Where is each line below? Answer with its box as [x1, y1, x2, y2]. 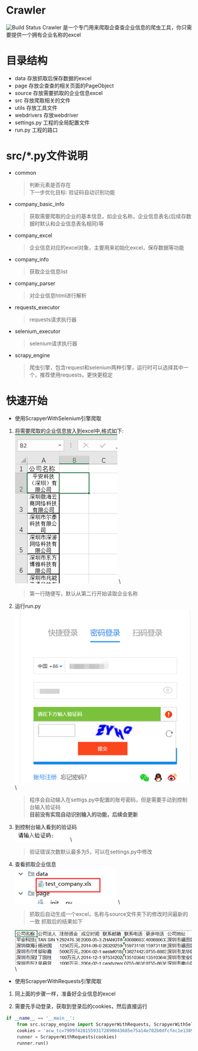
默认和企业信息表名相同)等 [39, 220, 104, 227]
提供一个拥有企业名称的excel [11, 31, 81, 38]
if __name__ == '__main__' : [6, 1016, 75, 1021]
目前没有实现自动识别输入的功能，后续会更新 [29, 811, 138, 818]
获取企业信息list [29, 268, 68, 275]
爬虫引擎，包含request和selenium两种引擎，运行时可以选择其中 [29, 364, 184, 371]
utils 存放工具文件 [14, 104, 58, 111]
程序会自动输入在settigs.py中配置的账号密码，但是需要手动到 [29, 796, 177, 803]
